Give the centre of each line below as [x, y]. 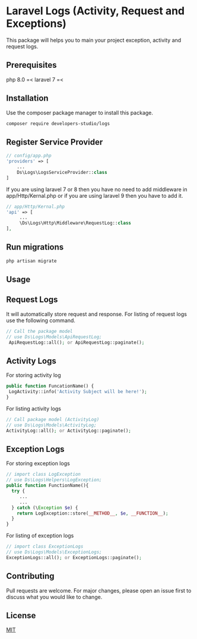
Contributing [30, 576]
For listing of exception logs [40, 536]
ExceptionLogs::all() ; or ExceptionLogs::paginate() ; [74, 557]
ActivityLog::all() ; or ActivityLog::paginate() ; [69, 431]
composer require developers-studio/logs [58, 123]
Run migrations [35, 247]
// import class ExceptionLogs [45, 547]
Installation [27, 99]
